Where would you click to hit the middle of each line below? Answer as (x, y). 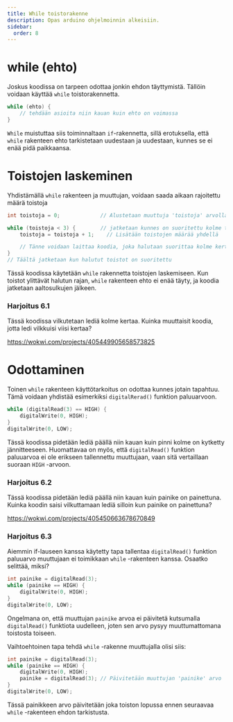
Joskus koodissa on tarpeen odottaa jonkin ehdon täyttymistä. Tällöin (106, 87)
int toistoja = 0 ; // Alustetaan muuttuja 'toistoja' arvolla (118, 215)
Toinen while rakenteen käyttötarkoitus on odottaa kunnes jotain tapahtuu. (113, 390)
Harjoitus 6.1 (28, 305)
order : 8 (26, 33)
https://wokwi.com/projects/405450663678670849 (81, 518)
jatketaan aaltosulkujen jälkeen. (52, 288)
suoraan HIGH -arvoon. (39, 464)
